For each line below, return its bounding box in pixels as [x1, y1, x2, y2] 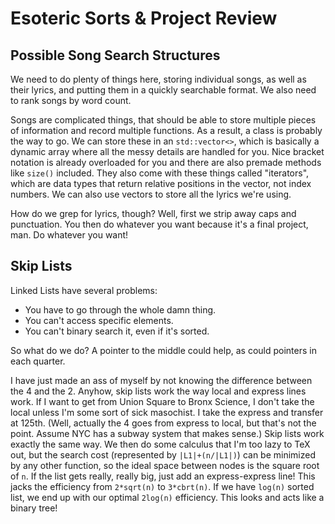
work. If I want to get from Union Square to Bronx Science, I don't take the [10, 395, 315, 407]
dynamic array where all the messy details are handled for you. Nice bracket [10, 146, 325, 157]
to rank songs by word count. [10, 95, 132, 106]
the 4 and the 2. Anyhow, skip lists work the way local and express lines [10, 385, 307, 397]
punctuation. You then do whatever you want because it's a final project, [10, 218, 309, 230]
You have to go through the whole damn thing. [24, 303, 217, 316]
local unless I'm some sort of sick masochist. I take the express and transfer [10, 406, 324, 418]
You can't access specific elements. [24, 314, 174, 326]
